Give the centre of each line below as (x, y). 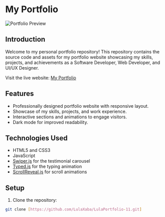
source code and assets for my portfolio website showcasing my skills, (79, 57)
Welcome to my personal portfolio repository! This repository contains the (82, 51)
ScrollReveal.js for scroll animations (50, 172)
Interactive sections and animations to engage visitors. (70, 117)
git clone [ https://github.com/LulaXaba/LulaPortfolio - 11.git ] (74, 209)
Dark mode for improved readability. (50, 122)
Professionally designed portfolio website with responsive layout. (80, 106)
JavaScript (24, 156)
